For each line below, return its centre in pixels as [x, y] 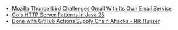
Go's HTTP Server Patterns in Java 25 [58, 15]
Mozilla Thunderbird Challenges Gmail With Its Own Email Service [92, 9]
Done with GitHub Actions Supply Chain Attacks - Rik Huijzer [86, 21]
